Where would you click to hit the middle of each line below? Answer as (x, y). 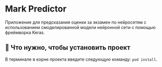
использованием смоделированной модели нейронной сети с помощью (81, 27)
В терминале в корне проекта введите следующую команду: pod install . (81, 59)
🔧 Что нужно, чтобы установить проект (68, 47)
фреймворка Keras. (25, 32)
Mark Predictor (36, 9)
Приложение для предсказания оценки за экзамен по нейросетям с (76, 22)
